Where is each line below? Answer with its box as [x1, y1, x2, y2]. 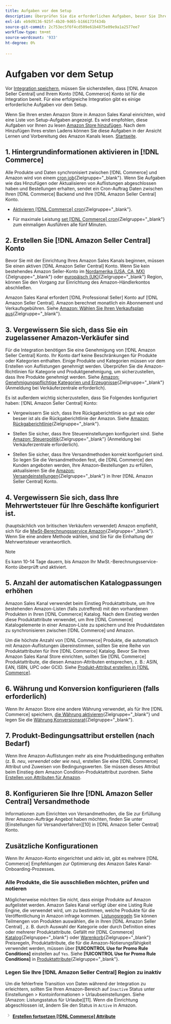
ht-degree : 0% [5, 41, 36, 46]
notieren [5, 885, 27, 892]
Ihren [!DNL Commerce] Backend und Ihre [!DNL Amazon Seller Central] [5, 191, 156, 197]
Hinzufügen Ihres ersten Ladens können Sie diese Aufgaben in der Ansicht [5, 127, 162, 133]
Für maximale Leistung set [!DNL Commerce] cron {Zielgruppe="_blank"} [12, 216, 165, 222]
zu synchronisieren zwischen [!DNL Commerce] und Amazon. [5, 627, 135, 633]
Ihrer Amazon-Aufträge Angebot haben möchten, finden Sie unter [5, 816, 143, 822]
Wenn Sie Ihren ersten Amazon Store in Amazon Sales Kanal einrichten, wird [5, 111, 165, 117]
